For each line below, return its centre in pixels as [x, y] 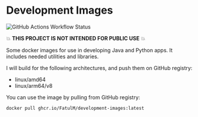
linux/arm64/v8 [33, 86]
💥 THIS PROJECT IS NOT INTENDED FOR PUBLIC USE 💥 [76, 38]
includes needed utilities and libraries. [52, 56]
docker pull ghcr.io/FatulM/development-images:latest [75, 108]
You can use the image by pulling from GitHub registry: [73, 97]
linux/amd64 [30, 79]
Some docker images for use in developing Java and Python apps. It [90, 50]
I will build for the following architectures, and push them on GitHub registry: [99, 68]
